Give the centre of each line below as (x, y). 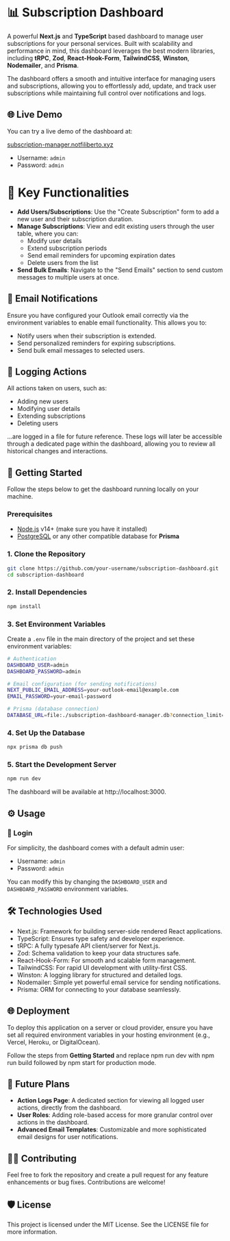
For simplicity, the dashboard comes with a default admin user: (96, 848)
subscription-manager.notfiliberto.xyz (61, 145)
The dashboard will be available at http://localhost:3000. (87, 792)
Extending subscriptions (51, 416)
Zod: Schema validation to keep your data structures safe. (99, 953)
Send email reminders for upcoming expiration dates (101, 255)
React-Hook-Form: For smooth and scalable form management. (106, 960)
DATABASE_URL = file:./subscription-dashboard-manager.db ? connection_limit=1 (117, 716)
